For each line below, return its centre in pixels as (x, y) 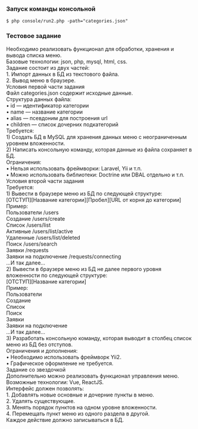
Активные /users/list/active (40, 231)
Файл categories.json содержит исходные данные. (69, 93)
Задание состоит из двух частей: (48, 67)
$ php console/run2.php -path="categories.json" (67, 21)
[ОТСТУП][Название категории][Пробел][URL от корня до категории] (94, 199)
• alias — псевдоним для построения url (57, 118)
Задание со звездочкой (36, 369)
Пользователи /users (33, 212)
